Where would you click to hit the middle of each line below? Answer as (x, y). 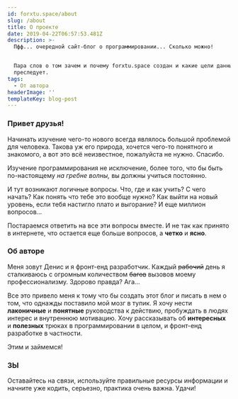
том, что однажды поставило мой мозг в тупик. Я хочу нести (100, 303)
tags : (15, 79)
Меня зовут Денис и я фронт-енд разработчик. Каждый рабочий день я (116, 266)
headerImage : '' (31, 92)
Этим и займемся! (35, 347)
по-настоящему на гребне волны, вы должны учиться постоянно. (107, 175)
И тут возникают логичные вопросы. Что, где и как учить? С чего (107, 189)
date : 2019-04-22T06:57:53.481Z (55, 34)
